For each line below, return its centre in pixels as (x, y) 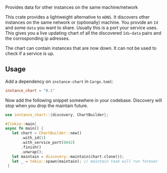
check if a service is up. (30, 53)
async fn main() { (24, 128)
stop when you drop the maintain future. (47, 106)
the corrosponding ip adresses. (38, 38)
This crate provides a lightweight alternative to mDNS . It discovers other (77, 17)
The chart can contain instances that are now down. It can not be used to (81, 48)
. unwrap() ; (32, 152)
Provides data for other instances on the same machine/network (72, 7)
